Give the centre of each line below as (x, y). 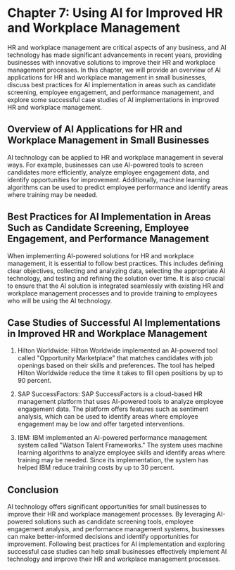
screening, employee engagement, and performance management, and (111, 92)
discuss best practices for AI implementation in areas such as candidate (112, 84)
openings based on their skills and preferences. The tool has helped (116, 366)
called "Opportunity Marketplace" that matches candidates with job (115, 358)
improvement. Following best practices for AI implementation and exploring (116, 544)
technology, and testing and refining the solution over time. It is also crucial (116, 278)
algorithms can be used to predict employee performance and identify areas (118, 187)
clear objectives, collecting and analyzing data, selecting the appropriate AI (116, 271)
